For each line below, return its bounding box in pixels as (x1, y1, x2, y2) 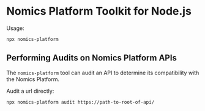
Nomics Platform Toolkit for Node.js (6, 4, 192, 18)
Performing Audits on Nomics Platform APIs (6, 53, 177, 63)
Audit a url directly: (6, 87, 54, 95)
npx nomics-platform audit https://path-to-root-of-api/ (6, 99, 155, 105)
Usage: (6, 24, 24, 32)
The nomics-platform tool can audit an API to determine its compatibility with (6, 69, 199, 76)
